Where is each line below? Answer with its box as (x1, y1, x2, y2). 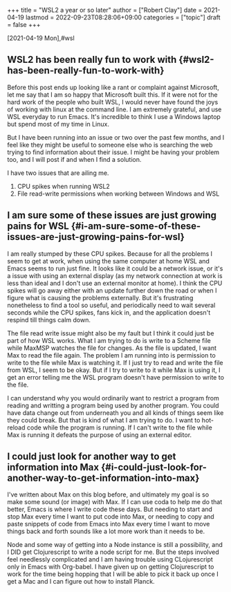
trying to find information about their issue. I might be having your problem (7, 148, 220, 156)
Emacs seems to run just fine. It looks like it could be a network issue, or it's (7, 264, 223, 272)
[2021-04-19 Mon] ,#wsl (7, 34, 75, 42)
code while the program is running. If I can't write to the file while (26, 423, 212, 432)
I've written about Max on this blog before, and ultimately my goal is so (7, 490, 210, 499)
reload (7, 423, 26, 432)
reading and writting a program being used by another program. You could (7, 401, 219, 409)
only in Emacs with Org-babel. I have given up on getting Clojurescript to (7, 563, 214, 571)
